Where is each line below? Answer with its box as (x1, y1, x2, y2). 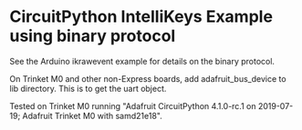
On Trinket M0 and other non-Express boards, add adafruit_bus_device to (9, 73, 286, 84)
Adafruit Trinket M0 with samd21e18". (22, 110, 162, 121)
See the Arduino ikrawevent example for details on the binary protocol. (9, 55, 276, 66)
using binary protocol (9, 25, 176, 46)
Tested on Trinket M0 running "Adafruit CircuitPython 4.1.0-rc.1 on (9, 100, 256, 111)
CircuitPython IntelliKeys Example (9, 6, 274, 27)
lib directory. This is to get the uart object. (9, 83, 167, 94)
